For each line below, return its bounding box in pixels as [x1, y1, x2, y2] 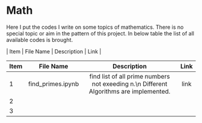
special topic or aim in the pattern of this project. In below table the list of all [6, 29, 194, 37]
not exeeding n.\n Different [92, 79, 168, 88]
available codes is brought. [6, 36, 73, 43]
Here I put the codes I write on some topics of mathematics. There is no [6, 23, 184, 31]
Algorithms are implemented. [88, 87, 171, 95]
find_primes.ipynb [28, 79, 79, 88]
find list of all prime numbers [89, 72, 170, 80]
